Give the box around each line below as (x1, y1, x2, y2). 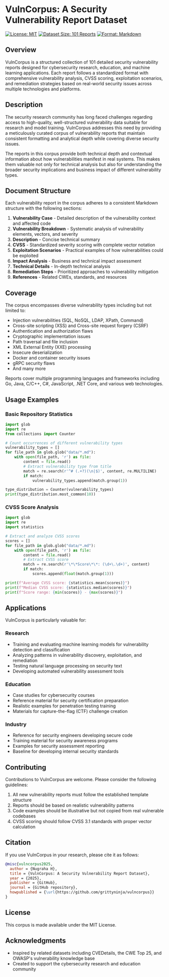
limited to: (5, 307, 26, 314)
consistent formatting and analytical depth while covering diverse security (5, 135, 159, 141)
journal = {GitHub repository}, (10, 885, 78, 890)
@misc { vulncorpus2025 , (5, 861, 53, 866)
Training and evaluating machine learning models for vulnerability (12, 641, 149, 647)
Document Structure (5, 186, 71, 195)
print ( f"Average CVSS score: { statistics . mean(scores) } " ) (5, 580, 130, 585)
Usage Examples (5, 395, 59, 404)
